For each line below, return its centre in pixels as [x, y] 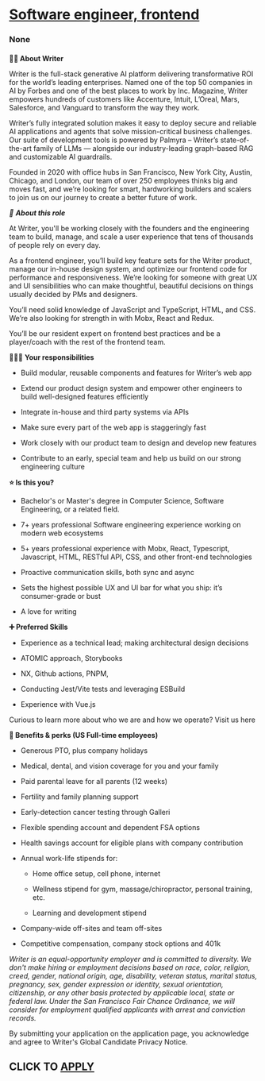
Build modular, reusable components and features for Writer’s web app [136, 373]
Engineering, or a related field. [70, 509]
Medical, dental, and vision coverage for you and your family [119, 766]
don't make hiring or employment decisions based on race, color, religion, [130, 967]
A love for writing [49, 611]
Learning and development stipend [89, 913]
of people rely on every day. [55, 245]
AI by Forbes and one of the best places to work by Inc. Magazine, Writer [129, 91]
